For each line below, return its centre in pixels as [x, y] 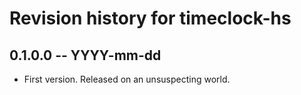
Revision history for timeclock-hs [150, 18]
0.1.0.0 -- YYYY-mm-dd [85, 55]
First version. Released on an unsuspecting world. [127, 79]
